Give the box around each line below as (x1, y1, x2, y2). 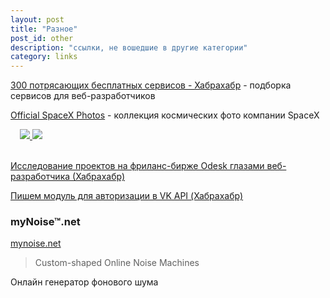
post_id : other (10, 33, 74, 43)
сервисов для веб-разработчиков (10, 90, 156, 102)
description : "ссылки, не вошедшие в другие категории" (10, 42, 248, 53)
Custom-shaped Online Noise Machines (34, 257, 200, 269)
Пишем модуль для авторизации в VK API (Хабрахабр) (10, 190, 244, 202)
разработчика (10, 171, 71, 183)
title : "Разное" (10, 24, 78, 34)
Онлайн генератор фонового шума (10, 276, 159, 288)
